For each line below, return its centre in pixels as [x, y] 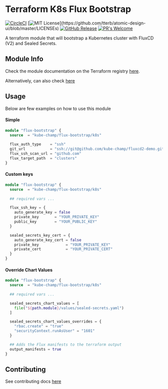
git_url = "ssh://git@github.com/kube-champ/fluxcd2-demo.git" [88, 149]
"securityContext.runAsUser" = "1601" [54, 331]
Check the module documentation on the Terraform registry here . [72, 71]
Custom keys [19, 174]
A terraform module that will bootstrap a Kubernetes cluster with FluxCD [79, 38]
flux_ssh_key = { [28, 208]
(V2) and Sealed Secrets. [31, 43]
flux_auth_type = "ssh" [38, 144]
